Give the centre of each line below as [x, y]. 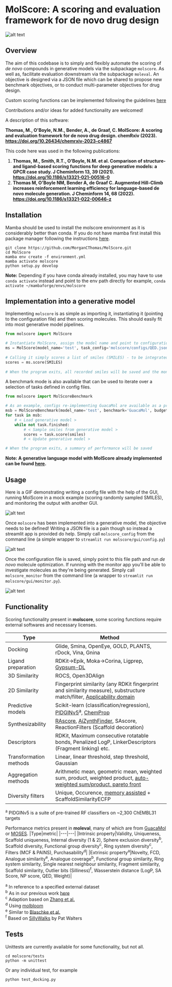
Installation [24, 215]
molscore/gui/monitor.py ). [33, 581]
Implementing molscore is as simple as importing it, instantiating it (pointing [84, 313]
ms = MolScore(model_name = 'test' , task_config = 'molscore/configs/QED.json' [88, 348]
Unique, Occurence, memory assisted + [103, 793]
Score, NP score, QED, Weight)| [39, 876]
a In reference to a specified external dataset [52, 886]
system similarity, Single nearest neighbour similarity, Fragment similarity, [83, 864]
